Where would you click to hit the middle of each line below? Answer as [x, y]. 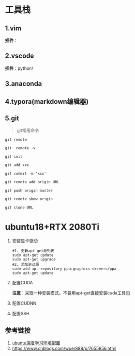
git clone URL [19, 208]
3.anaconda [23, 84]
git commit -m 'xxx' [26, 174]
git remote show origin [29, 199]
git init [14, 157]
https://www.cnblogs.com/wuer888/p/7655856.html [64, 348]
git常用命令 [28, 130]
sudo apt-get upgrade [34, 259]
